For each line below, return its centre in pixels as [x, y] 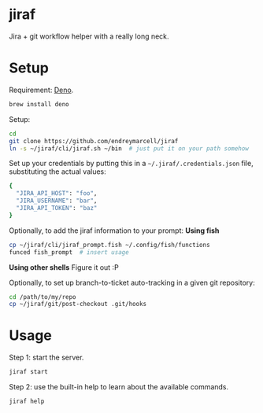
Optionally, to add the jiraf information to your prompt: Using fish [114, 230]
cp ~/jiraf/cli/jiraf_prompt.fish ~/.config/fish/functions [110, 245]
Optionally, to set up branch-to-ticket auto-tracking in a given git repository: [132, 282]
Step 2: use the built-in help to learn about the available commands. [119, 387]
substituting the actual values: [58, 171]
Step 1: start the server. [46, 358]
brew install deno [39, 104]
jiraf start [28, 372]
